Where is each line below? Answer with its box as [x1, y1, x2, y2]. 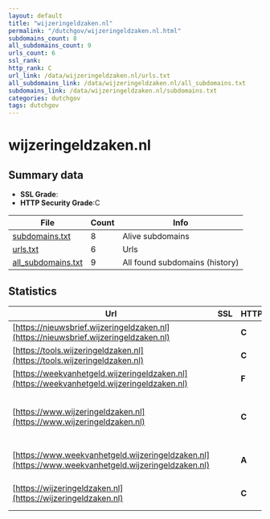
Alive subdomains [122, 231, 190, 242]
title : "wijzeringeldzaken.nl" [8, 19, 113, 27]
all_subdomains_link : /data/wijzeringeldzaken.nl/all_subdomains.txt [8, 79, 247, 87]
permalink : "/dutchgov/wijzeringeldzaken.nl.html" [8, 27, 182, 35]
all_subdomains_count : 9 [8, 42, 92, 50]
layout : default [8, 11, 63, 20]
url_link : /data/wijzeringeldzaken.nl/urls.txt [8, 72, 171, 80]
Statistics [8, 284, 58, 298]
